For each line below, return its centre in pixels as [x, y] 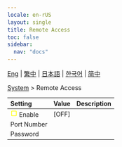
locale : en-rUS [29, 15]
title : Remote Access [39, 30]
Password [25, 134]
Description [94, 103]
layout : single [29, 22]
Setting [21, 103]
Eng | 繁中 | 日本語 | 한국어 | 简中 [54, 73]
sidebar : [20, 45]
